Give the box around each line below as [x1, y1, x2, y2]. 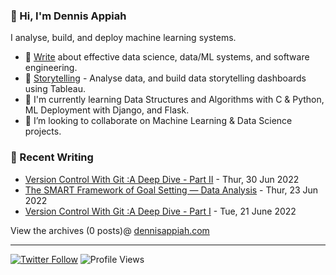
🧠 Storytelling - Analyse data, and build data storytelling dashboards [24, 72, 307, 84]
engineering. [24, 62, 78, 74]
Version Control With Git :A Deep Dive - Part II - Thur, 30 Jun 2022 [24, 173, 300, 185]
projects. [24, 125, 62, 138]
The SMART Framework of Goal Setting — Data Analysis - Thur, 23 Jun [24, 184, 319, 196]
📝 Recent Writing [10, 150, 94, 164]
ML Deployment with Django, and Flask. [24, 104, 190, 116]
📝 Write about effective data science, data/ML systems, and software [24, 51, 310, 63]
